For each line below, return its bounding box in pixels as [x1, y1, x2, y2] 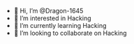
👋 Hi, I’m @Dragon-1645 [13, 7, 84, 15]
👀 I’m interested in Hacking [13, 14, 92, 22]
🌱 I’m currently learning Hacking [13, 22, 107, 29]
